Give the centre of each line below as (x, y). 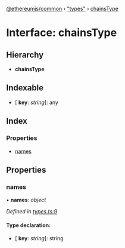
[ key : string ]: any (36, 102)
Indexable (25, 88)
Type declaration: (29, 225)
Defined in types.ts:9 (32, 212)
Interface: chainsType (62, 33)
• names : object (26, 200)
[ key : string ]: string (39, 238)
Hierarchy (25, 55)
